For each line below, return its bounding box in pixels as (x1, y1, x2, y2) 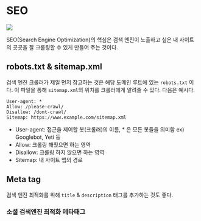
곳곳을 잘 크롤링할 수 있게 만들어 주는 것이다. (12, 43, 119, 51)
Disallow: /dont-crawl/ (6, 109, 67, 115)
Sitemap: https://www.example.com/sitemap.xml (6, 114, 127, 121)
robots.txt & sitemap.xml (6, 61, 102, 72)
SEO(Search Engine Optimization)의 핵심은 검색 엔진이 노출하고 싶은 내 (6, 36, 178, 43)
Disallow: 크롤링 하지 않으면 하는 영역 (15, 149, 105, 156)
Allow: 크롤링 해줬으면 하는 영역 (15, 141, 91, 148)
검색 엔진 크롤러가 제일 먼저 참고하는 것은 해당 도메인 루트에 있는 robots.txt (6, 79, 188, 86)
